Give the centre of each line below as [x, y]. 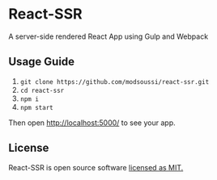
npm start [37, 107]
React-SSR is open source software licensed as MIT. [96, 167]
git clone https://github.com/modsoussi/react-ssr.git [115, 82]
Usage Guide [42, 62]
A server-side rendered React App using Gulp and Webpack [108, 36]
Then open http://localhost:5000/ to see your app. [92, 123]
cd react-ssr [42, 90]
